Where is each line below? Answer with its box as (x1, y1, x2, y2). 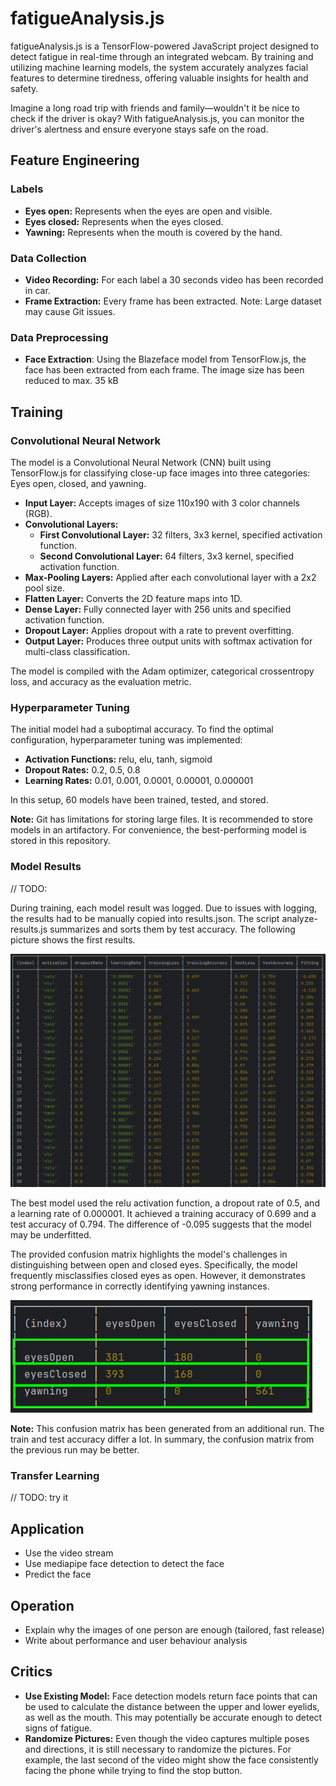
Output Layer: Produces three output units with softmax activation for (24, 635, 313, 647)
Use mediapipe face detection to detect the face (24, 1558, 225, 1570)
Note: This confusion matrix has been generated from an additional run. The (10, 1423, 325, 1435)
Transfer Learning (10, 1468, 100, 1482)
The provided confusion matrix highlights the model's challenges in (10, 1248, 288, 1261)
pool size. (24, 582, 65, 594)
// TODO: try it (10, 1492, 68, 1504)
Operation (10, 1597, 75, 1614)
